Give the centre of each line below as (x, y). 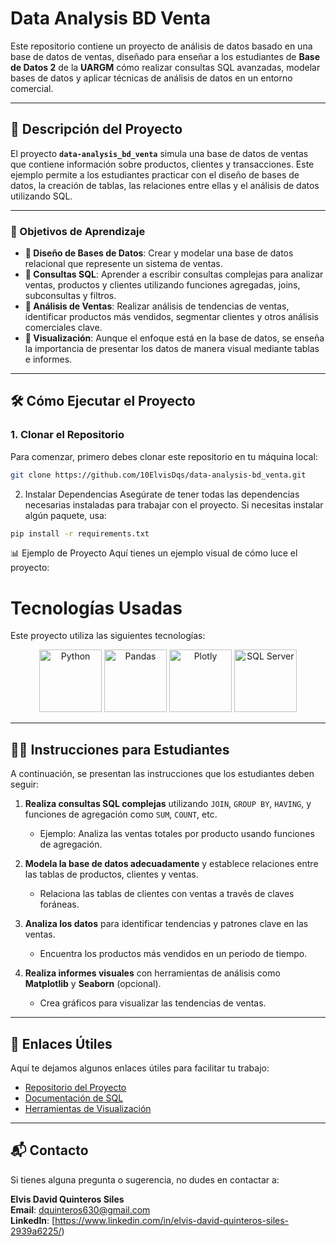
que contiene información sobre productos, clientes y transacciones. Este (162, 164)
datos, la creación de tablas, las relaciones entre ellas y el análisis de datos (165, 185)
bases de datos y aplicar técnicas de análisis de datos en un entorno (151, 78)
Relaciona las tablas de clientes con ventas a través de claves (167, 894)
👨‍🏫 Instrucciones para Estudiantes (120, 749)
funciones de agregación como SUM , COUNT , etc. (121, 814)
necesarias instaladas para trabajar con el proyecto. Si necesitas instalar (174, 504)
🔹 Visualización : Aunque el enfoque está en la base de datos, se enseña (174, 338)
